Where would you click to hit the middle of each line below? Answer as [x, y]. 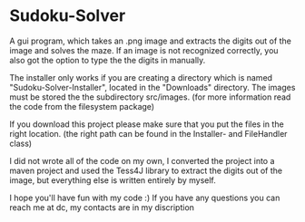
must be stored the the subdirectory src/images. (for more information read [150, 97]
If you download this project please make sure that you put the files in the [147, 124]
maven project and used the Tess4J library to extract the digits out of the [146, 170]
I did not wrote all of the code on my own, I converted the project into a [142, 160]
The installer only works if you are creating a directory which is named [141, 77]
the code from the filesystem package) [82, 106]
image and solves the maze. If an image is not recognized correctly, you [144, 50]
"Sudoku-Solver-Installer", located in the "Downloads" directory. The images [152, 87]
